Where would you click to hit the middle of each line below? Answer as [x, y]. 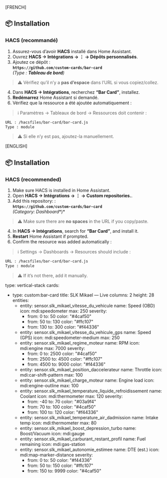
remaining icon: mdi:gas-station [52, 444]
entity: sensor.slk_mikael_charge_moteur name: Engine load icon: [87, 380]
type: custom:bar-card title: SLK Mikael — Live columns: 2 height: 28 [83, 295]
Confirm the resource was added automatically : [62, 242]
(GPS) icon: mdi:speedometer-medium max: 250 [70, 338]
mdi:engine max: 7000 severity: [52, 348]
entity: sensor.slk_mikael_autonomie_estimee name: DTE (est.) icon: [89, 449]
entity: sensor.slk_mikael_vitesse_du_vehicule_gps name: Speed [85, 332]
